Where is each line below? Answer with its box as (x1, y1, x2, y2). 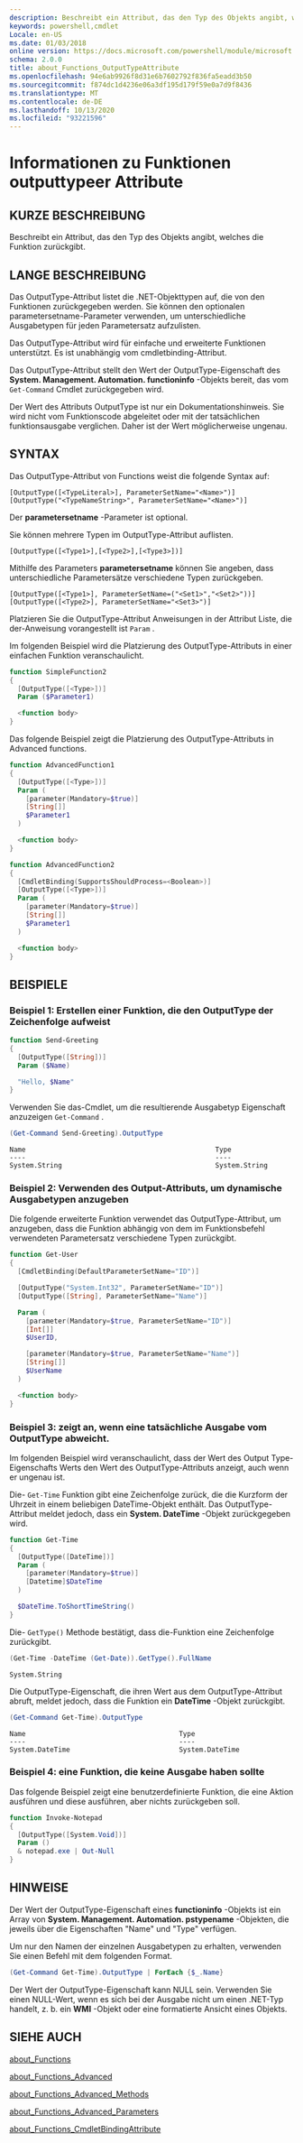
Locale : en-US (9, 30, 63, 39)
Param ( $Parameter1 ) (17, 692, 95, 702)
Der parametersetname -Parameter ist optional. (9, 512, 188, 522)
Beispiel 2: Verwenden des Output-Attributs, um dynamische (9, 1182, 282, 1195)
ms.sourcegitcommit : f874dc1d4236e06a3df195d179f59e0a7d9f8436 (9, 80, 252, 89)
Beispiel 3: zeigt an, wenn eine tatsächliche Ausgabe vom (9, 1420, 268, 1433)
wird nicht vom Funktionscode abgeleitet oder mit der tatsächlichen (9, 411, 260, 421)
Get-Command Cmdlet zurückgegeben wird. (9, 383, 164, 394)
